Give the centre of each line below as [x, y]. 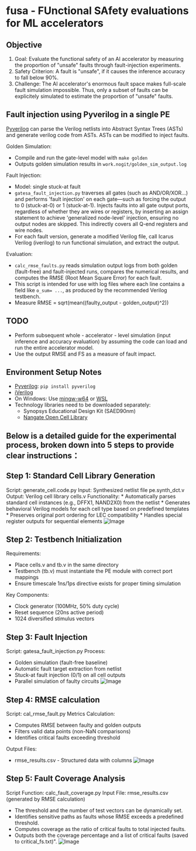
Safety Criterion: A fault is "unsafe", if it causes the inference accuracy [100, 71]
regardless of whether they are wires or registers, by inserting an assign [101, 211]
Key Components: [27, 595]
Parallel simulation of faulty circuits [57, 681]
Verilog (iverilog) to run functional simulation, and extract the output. [97, 242]
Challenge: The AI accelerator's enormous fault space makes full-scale [100, 84]
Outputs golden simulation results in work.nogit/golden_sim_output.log [101, 164]
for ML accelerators [55, 23]
